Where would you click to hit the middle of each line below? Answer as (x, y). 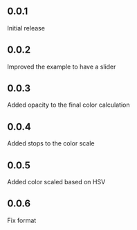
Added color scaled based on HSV (56, 182)
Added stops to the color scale (51, 143)
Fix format (22, 220)
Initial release (26, 28)
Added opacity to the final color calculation (68, 105)
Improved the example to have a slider (62, 67)
